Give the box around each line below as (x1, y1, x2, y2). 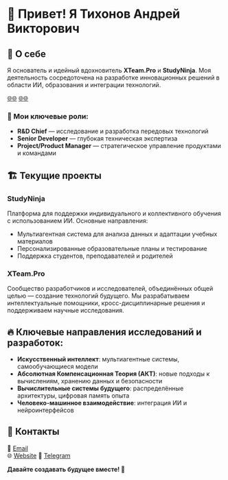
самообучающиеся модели (16, 363, 98, 371)
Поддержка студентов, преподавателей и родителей (16, 252, 173, 260)
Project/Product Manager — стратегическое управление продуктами (16, 142, 221, 150)
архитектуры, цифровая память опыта (16, 392, 130, 400)
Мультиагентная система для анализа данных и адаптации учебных (16, 230, 218, 238)
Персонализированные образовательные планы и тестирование (16, 244, 207, 252)
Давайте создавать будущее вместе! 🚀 (7, 465, 126, 473)
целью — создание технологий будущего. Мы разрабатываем (7, 291, 190, 300)
